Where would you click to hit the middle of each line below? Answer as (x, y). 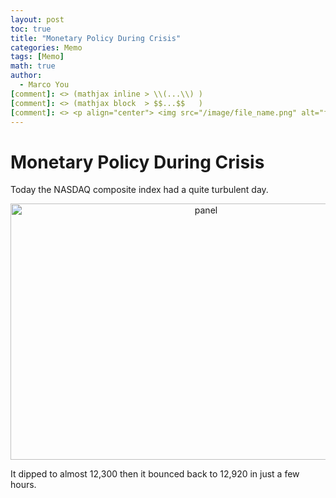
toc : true (31, 29)
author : (26, 76)
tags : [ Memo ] (37, 57)
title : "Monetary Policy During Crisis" (96, 38)
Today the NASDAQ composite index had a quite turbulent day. (139, 190)
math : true (33, 66)
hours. (23, 485)
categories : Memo (46, 47)
